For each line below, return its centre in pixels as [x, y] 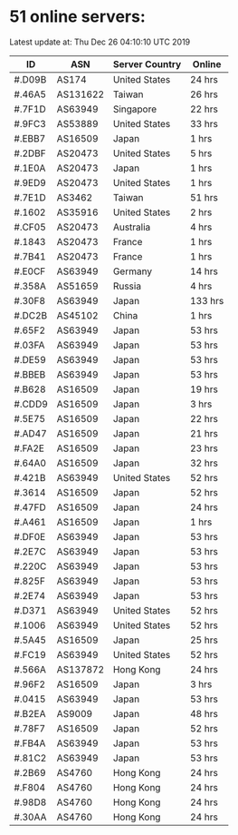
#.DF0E [30, 536]
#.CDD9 [31, 404]
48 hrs [204, 713]
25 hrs [204, 640]
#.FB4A [30, 743]
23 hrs [204, 448]
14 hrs [204, 271]
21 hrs [204, 433]
